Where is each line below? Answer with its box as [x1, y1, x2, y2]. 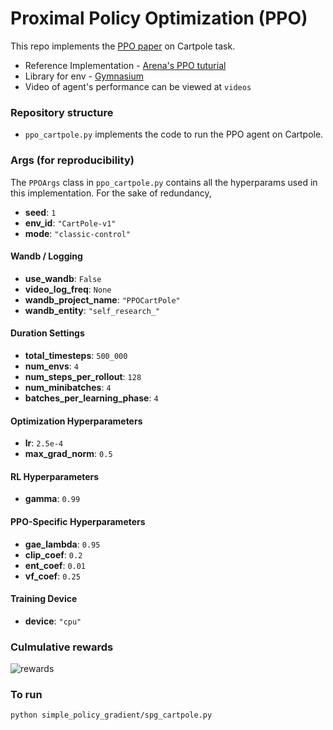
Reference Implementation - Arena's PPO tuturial [24, 59, 227, 71]
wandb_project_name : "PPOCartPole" [24, 293, 181, 306]
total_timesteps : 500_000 [24, 349, 128, 361]
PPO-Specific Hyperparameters [10, 515, 146, 527]
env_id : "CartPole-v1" [24, 217, 117, 229]
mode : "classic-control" [24, 227, 132, 239]
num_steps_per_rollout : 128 [24, 370, 142, 382]
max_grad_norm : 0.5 [24, 448, 113, 460]
